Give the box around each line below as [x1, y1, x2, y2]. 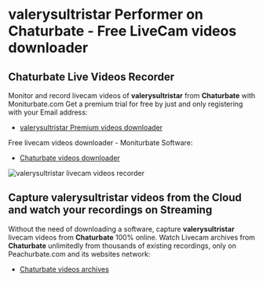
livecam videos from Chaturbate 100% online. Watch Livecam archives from [8, 232, 255, 242]
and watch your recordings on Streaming [8, 203, 213, 217]
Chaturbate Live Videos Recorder [8, 70, 175, 83]
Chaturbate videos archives [19, 265, 110, 274]
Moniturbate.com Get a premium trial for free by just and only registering [8, 100, 243, 108]
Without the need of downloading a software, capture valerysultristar [8, 224, 235, 233]
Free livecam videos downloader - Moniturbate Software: [8, 138, 193, 147]
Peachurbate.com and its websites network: [8, 249, 151, 258]
